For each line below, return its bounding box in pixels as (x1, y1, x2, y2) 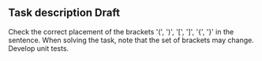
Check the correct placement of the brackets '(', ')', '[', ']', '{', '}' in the (8, 27, 234, 36)
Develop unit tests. (8, 43, 69, 53)
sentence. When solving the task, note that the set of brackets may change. (8, 35, 254, 45)
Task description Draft (8, 6, 121, 20)
